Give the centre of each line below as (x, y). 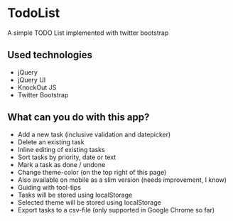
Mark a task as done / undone (61, 164)
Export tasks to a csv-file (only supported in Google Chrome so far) (116, 210)
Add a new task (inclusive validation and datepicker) (94, 134)
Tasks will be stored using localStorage (75, 195)
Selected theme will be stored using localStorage (89, 202)
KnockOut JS (37, 87)
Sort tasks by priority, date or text (67, 157)
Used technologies (50, 55)
